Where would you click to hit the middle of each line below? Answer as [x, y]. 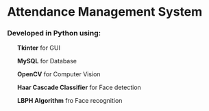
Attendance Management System [105, 12]
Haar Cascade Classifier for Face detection [79, 88]
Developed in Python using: [54, 33]
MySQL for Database [47, 61]
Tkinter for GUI [38, 48]
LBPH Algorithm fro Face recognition [70, 101]
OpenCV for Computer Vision [59, 74]
